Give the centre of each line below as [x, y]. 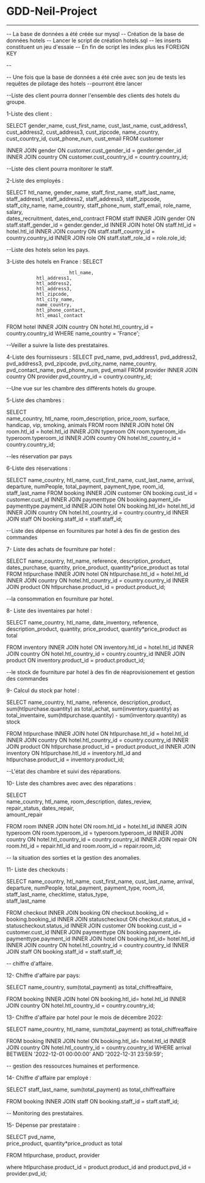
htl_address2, [54, 283]
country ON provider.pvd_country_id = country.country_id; [79, 376]
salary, [15, 211]
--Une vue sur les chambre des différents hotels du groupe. [81, 388]
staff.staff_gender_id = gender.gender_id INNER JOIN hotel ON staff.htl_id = [101, 225]
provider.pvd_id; [27, 1173]
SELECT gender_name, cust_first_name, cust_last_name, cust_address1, [97, 125]
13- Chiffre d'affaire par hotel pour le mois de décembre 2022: [85, 1017]
